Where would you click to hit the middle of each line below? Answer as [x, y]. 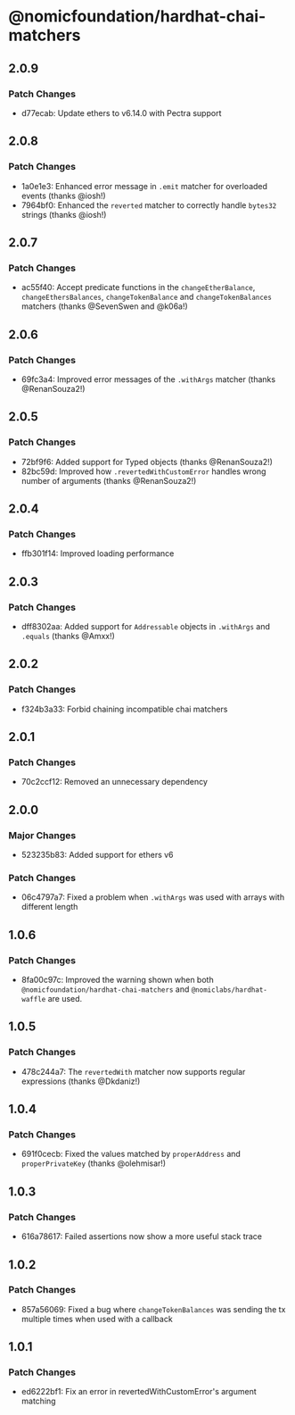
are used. [65, 999]
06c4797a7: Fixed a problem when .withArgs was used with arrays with [153, 897]
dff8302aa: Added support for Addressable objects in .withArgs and [146, 626]
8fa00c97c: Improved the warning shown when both [118, 980]
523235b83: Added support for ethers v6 [98, 855]
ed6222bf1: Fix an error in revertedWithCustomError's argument [139, 1392]
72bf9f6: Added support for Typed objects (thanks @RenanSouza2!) [147, 462]
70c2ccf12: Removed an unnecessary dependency [115, 782]
